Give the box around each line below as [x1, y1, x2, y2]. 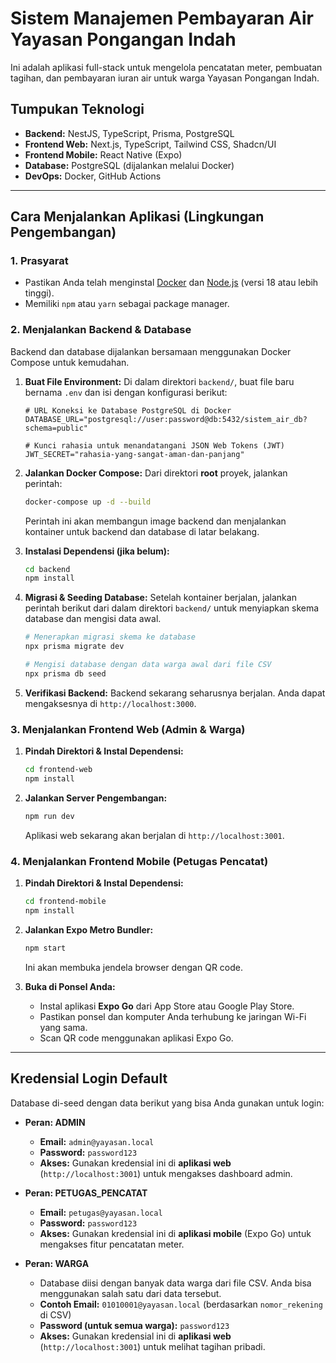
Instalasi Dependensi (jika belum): [24, 545, 170, 557]
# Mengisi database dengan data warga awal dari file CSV [24, 660, 272, 670]
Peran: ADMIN [24, 1116, 86, 1128]
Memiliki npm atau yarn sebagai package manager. [24, 298, 230, 310]
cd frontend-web [24, 765, 93, 775]
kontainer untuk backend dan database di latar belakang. [24, 525, 260, 537]
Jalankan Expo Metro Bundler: [24, 923, 154, 936]
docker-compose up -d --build [24, 497, 152, 507]
